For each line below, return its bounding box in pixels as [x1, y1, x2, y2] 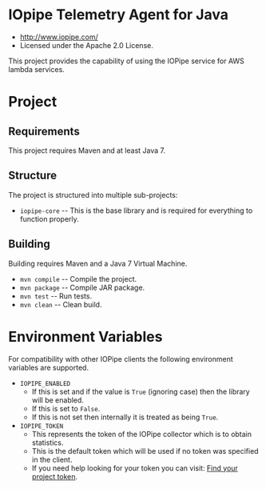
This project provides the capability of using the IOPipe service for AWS [8, 56, 245, 66]
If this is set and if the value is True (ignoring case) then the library [31, 387, 250, 396]
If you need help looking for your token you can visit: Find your [31, 463, 238, 473]
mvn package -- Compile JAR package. [19, 283, 145, 292]
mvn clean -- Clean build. [19, 299, 102, 309]
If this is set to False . [31, 403, 101, 413]
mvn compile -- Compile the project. [19, 274, 137, 283]
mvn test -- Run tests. [19, 291, 93, 301]
